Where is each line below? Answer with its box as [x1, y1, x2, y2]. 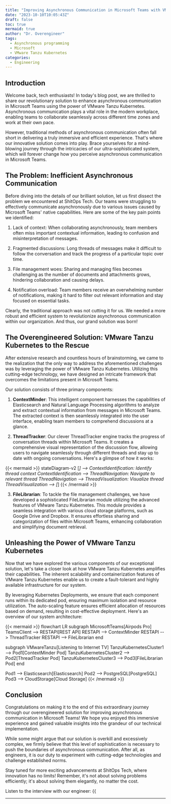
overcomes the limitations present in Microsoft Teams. [5, 376, 119, 382]
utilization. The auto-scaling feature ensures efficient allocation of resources [5, 603, 166, 609]
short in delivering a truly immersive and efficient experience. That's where [5, 135, 163, 141]
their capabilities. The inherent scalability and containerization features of [5, 571, 160, 577]
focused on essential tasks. [12, 297, 70, 304]
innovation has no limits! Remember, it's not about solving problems [5, 773, 147, 779]
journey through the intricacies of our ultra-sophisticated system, [22, 146, 160, 152]
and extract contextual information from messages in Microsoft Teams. [12, 407, 162, 413]
